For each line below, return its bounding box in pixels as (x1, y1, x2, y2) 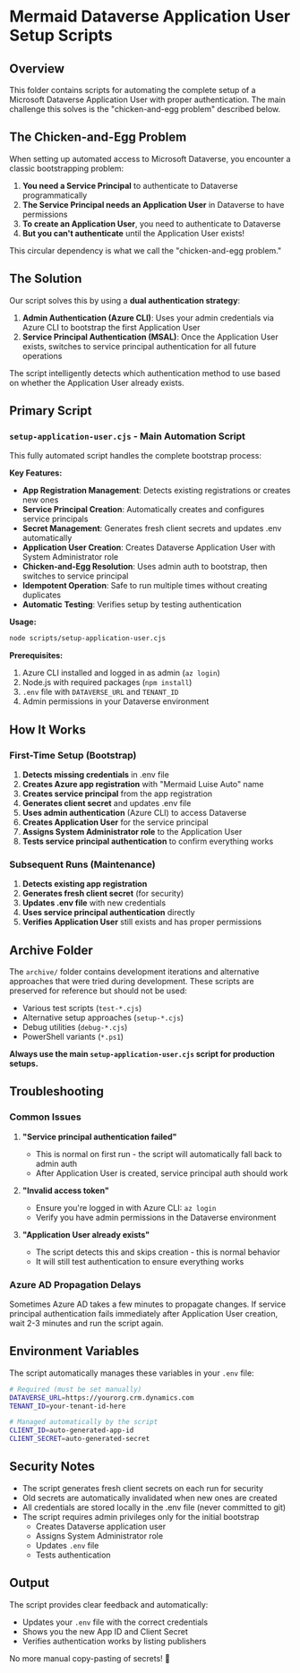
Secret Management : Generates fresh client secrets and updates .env (21, 523, 282, 534)
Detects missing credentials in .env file (21, 768, 170, 780)
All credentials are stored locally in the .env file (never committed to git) (21, 1502, 287, 1513)
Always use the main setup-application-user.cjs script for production (9, 1048, 276, 1059)
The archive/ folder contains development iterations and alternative (9, 965, 260, 977)
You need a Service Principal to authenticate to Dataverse (21, 180, 239, 191)
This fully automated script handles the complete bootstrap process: (9, 450, 262, 461)
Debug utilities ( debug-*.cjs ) (21, 1021, 128, 1032)
